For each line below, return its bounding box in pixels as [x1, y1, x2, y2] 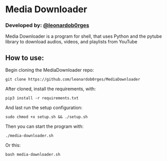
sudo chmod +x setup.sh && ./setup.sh [5, 115, 88, 120]
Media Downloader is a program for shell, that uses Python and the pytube [5, 33, 162, 39]
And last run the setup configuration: [5, 104, 83, 111]
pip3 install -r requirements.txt [5, 96, 79, 101]
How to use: [5, 53, 44, 62]
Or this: [5, 142, 21, 148]
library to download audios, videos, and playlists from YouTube [5, 39, 138, 45]
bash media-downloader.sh [5, 152, 60, 157]
